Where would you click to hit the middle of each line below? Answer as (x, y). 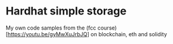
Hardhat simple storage (66, 11)
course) (107, 28)
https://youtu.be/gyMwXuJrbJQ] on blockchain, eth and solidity (87, 34)
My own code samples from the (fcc (51, 28)
